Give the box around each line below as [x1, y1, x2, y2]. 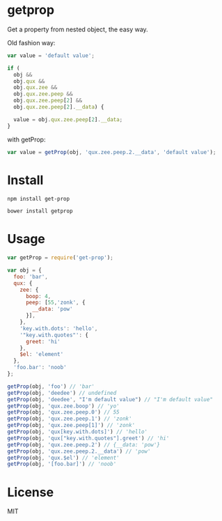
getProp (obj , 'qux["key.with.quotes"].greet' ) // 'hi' [7, 435, 170, 442]
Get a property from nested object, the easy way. [7, 25, 148, 33]
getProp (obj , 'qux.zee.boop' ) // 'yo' [7, 403, 120, 410]
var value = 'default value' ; [7, 52, 95, 59]
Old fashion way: [7, 38, 56, 47]
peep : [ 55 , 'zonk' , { [25, 299, 86, 306]
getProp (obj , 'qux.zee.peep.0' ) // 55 [7, 409, 120, 416]
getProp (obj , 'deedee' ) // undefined [7, 389, 117, 396]
